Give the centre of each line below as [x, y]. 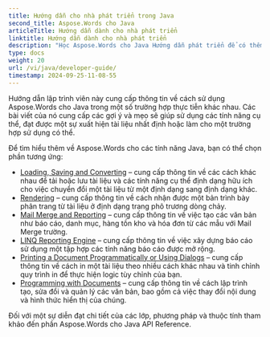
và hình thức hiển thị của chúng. [73, 300]
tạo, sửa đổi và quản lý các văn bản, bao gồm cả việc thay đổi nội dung [138, 291]
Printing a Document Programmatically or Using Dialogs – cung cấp [131, 257]
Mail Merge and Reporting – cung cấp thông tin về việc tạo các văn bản [138, 214]
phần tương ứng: [36, 156]
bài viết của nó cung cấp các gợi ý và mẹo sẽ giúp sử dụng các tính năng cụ [135, 115]
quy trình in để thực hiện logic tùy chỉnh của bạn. [101, 274]
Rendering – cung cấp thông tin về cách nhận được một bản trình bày [135, 197]
